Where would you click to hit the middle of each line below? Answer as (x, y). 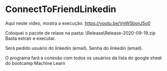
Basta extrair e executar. (31, 38)
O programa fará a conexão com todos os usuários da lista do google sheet (84, 58)
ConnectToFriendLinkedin (61, 9)
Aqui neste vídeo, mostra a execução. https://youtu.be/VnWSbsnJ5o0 (78, 23)
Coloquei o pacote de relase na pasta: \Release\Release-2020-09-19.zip (80, 33)
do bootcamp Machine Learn (35, 63)
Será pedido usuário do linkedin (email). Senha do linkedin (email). (74, 48)
